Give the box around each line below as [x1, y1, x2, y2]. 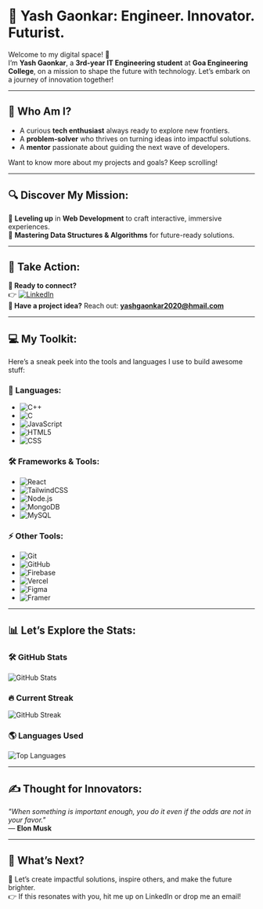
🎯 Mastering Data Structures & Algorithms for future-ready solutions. [8, 230, 235, 239]
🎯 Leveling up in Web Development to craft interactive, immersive [8, 214, 222, 223]
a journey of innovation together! [8, 75, 114, 84]
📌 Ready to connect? [8, 281, 77, 290]
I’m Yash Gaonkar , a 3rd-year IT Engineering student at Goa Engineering [8, 58, 248, 68]
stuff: [8, 365, 26, 375]
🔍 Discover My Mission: [8, 188, 129, 203]
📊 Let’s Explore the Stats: [8, 624, 136, 637]
